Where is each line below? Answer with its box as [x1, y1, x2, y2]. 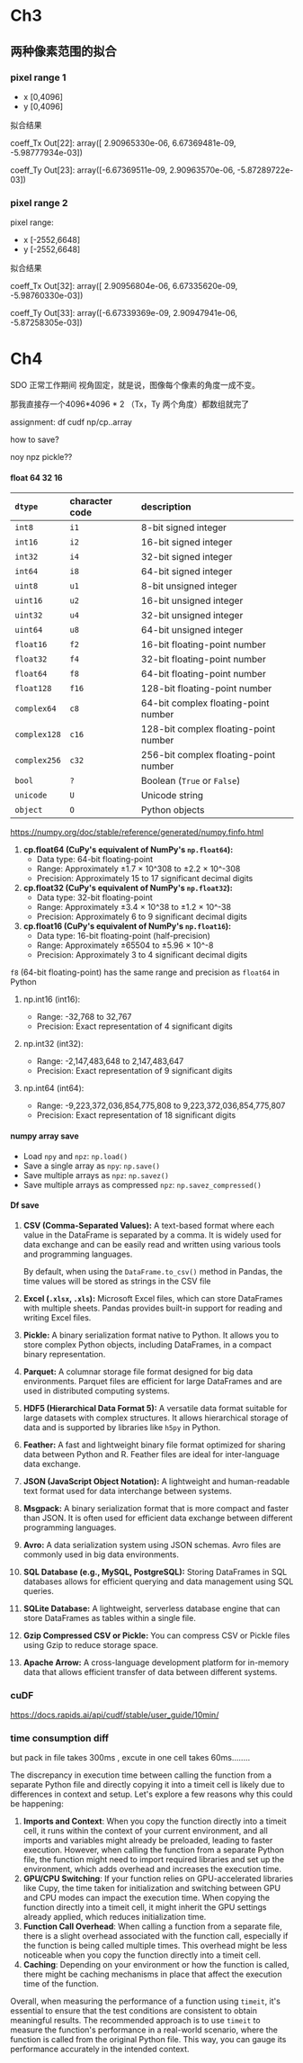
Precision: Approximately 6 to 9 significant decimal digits [36, 911, 248, 923]
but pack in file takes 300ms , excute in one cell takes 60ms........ [10, 1752, 251, 1763]
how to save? [10, 434, 59, 446]
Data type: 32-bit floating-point [36, 892, 153, 903]
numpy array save [10, 1131, 79, 1141]
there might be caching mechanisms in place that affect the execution [22, 1968, 282, 1980]
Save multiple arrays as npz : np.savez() [22, 1169, 170, 1180]
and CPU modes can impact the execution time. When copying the [22, 1892, 271, 1904]
